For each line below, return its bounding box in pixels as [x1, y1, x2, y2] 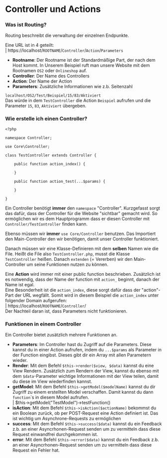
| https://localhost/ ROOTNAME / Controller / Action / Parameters [5, 47, 123, 53]
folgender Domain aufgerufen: [5, 297, 67, 303]
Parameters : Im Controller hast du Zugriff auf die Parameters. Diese [12, 342, 152, 347]
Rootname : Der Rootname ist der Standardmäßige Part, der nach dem [12, 57, 156, 63]
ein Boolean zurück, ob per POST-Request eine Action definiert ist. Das [12, 410, 159, 416]
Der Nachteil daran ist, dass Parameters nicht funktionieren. [5, 308, 128, 314]
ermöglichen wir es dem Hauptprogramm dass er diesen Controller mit [5, 216, 150, 222]
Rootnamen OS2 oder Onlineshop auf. [12, 68, 87, 74]
